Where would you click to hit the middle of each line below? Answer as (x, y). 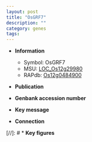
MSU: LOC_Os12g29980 (53, 69)
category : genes (26, 28)
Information (30, 51)
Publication (29, 87)
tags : (13, 34)
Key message (32, 110)
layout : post (22, 12)
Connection (29, 121)
